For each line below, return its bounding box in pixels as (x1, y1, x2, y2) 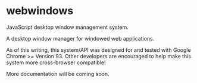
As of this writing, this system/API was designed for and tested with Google (6, 46, 192, 54)
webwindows (6, 4, 74, 18)
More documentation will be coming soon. (6, 70, 110, 77)
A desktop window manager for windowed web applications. (6, 35, 155, 42)
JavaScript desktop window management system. (6, 24, 129, 31)
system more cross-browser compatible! (6, 59, 106, 66)
